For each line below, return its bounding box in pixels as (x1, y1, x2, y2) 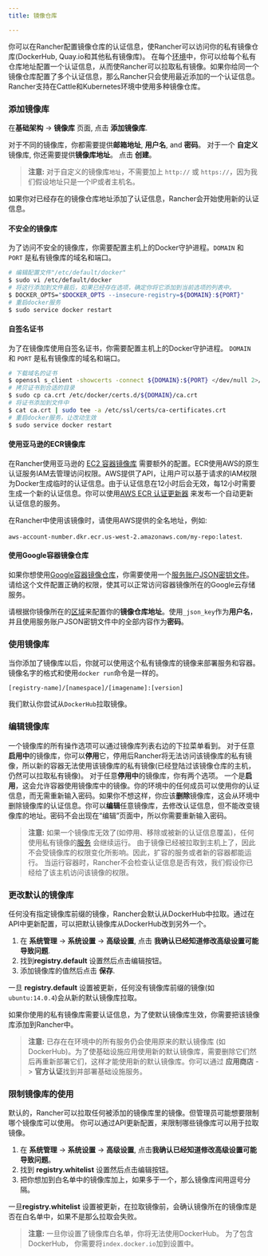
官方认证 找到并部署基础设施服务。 (34, 1066, 147, 1076)
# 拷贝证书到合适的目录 (8, 384, 76, 392)
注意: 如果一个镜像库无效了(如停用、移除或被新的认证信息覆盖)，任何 (27, 827, 254, 837)
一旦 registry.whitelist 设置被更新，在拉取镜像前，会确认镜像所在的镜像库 (8, 1202, 250, 1211)
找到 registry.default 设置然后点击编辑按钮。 (19, 955, 166, 966)
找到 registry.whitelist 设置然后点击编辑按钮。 (19, 1165, 173, 1175)
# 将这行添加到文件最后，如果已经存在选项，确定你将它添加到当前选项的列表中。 (8, 283, 235, 291)
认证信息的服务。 (8, 498, 65, 508)
